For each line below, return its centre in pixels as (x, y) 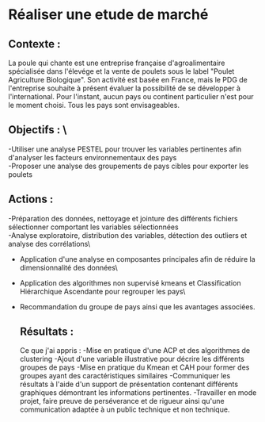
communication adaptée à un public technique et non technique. (125, 409)
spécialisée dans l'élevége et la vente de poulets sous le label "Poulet (121, 71)
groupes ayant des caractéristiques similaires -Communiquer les (125, 376)
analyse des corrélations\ (49, 244)
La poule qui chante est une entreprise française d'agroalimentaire (117, 63)
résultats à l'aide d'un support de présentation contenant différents (129, 384)
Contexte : (34, 44)
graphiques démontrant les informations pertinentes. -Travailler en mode (138, 393)
